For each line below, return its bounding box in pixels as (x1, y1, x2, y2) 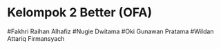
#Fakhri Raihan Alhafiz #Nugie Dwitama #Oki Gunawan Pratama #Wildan (7, 27, 214, 35)
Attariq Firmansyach (7, 34, 65, 42)
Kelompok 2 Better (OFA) (7, 5, 153, 20)
